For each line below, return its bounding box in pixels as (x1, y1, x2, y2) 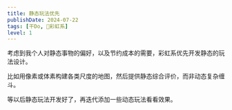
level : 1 (7, 29, 32, 36)
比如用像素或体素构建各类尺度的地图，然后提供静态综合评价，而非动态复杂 (7, 72, 219, 80)
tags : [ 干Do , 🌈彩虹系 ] (7, 23, 68, 30)
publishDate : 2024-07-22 (7, 16, 79, 23)
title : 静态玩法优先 (7, 10, 60, 17)
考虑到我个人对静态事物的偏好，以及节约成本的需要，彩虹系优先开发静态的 (7, 49, 219, 57)
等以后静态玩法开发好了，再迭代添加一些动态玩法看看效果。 (7, 96, 177, 104)
